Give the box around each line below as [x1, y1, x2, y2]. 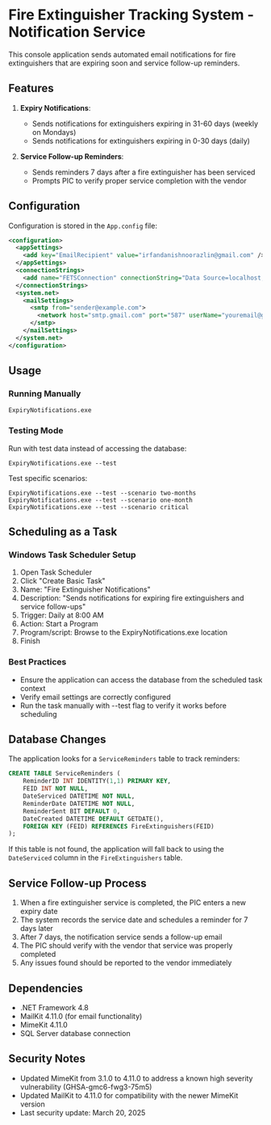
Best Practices [8, 656, 67, 668]
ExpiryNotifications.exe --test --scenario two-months [8, 489, 197, 497]
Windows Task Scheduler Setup [8, 549, 136, 560]
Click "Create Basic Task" [19, 576, 106, 586]
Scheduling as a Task [8, 525, 118, 539]
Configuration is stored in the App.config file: [8, 221, 157, 230]
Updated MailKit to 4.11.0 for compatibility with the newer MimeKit [19, 1090, 239, 1100]
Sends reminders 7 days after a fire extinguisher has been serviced [31, 167, 256, 177]
